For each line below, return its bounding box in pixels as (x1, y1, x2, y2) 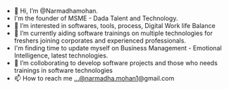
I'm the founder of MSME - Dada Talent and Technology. (13, 14, 178, 22)
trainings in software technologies (13, 67, 113, 74)
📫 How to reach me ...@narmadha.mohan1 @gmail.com (13, 74, 175, 82)
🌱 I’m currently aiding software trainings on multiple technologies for (13, 29, 213, 37)
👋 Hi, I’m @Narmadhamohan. (13, 7, 99, 15)
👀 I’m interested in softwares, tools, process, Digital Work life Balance (13, 22, 216, 29)
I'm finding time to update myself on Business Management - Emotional (13, 44, 222, 52)
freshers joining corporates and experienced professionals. (13, 36, 187, 45)
